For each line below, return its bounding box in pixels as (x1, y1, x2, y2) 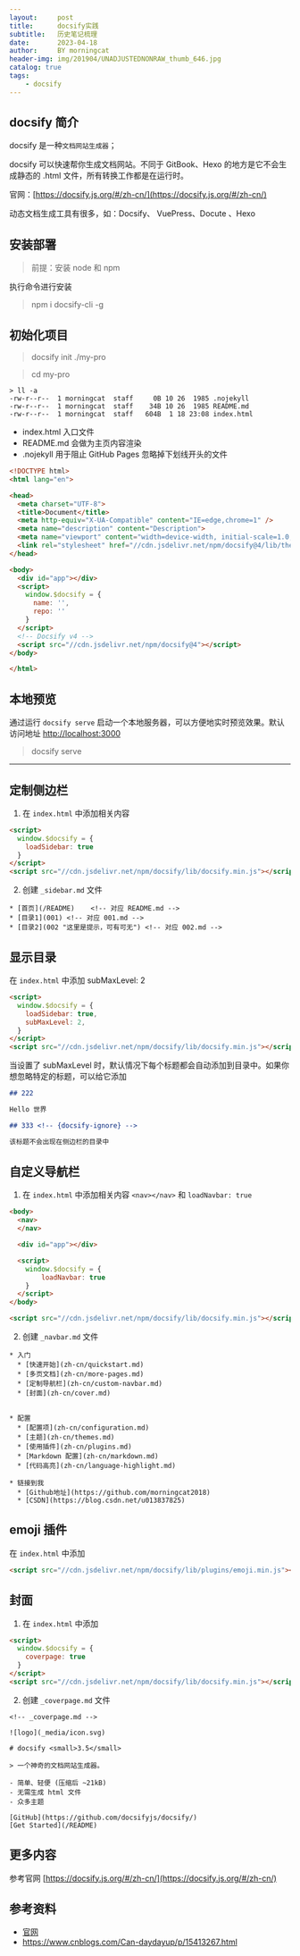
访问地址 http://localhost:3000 (9, 728, 121, 739)
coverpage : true (25, 1652, 87, 1662)
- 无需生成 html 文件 (9, 1788, 82, 1797)
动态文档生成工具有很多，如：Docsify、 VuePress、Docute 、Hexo (9, 208, 256, 219)
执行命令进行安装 (9, 281, 72, 292)
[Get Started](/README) (9, 1820, 98, 1830)
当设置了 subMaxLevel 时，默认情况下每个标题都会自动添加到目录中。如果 (9, 1060, 282, 1070)
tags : (9, 71, 29, 80)
